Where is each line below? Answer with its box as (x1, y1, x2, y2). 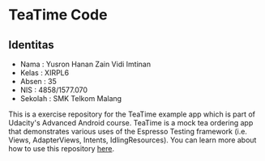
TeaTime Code (8, 6, 108, 24)
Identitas (8, 38, 54, 52)
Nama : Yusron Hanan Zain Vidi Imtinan (19, 59, 152, 69)
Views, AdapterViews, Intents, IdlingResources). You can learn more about (8, 135, 257, 145)
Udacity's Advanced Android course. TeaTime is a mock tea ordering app (8, 118, 254, 127)
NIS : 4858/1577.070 (19, 85, 88, 95)
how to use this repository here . (8, 144, 115, 153)
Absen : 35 (19, 77, 57, 86)
